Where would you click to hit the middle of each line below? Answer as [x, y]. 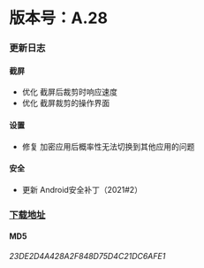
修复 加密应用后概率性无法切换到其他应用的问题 [108, 146]
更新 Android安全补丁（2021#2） [82, 189]
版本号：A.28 [59, 18]
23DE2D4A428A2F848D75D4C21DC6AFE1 [87, 256]
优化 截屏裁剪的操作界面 [66, 103]
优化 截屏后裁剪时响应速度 [69, 92]
